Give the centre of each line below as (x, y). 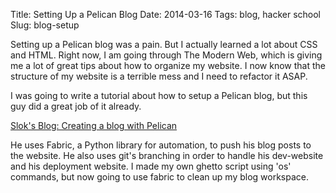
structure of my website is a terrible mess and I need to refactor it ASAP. (159, 76)
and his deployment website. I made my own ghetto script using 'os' (151, 166)
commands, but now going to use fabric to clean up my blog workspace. (159, 177)
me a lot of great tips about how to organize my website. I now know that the (168, 65)
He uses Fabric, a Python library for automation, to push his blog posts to (161, 145)
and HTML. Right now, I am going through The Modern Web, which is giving (166, 55)
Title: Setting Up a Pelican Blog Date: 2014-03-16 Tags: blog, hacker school (166, 14)
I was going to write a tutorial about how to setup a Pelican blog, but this (159, 95)
